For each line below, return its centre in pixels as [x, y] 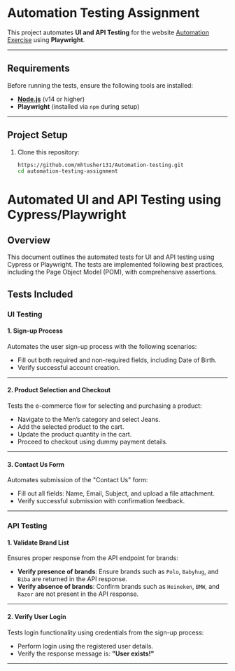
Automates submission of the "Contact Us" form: [78, 480]
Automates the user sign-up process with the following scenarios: [102, 346]
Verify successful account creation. [69, 367]
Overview [29, 240]
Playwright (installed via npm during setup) [78, 106]
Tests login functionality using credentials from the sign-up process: [106, 632]
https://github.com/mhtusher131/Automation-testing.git [100, 165]
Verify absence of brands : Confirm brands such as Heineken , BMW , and [119, 587]
